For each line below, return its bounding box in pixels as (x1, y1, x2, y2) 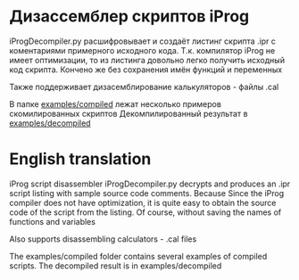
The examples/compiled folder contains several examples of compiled (9, 251, 268, 261)
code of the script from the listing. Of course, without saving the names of (9, 207, 282, 218)
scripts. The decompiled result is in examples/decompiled (9, 260, 222, 271)
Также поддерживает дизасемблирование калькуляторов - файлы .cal (9, 81, 279, 92)
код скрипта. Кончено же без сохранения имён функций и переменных (9, 64, 283, 75)
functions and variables (9, 216, 96, 226)
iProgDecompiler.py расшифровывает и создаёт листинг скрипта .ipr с (9, 36, 277, 46)
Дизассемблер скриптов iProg (9, 6, 250, 27)
